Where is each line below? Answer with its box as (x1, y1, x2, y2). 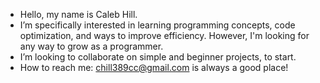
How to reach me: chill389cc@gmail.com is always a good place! (19, 62, 289, 73)
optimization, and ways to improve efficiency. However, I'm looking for (19, 30, 310, 41)
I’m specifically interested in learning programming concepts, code (19, 19, 296, 31)
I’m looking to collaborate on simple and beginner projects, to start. (19, 51, 297, 63)
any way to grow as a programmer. (19, 40, 164, 52)
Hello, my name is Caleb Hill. (19, 9, 138, 20)
